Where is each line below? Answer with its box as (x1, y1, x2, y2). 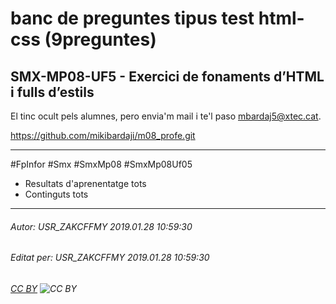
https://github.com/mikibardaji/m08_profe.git (10, 130, 196, 141)
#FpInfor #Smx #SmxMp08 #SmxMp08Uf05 (10, 158, 193, 170)
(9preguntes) (44, 28, 157, 51)
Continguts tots (24, 188, 89, 200)
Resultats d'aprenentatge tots (24, 178, 147, 189)
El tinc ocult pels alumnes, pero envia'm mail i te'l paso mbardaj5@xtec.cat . (10, 110, 322, 122)
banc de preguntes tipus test (10, 7, 255, 30)
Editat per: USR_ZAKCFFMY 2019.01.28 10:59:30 (10, 252, 210, 264)
